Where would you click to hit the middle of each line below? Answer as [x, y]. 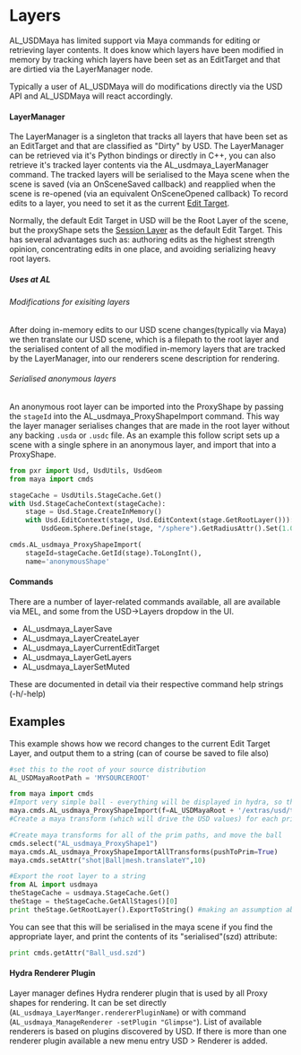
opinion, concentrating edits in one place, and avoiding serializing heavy [142, 249]
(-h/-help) [28, 693]
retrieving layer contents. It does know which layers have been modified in [146, 49]
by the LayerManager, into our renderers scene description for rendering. [145, 358]
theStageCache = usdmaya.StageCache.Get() [90, 894]
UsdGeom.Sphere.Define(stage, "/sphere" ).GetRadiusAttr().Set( [162, 529]
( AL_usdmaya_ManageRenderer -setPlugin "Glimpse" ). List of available [136, 1021]
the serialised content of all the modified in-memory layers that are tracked [147, 349]
